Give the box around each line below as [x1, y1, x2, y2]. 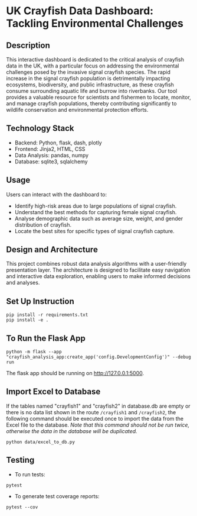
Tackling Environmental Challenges [6, 17, 184, 30]
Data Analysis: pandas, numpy [14, 151, 89, 159]
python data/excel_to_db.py [6, 439, 75, 445]
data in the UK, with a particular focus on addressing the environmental [6, 62, 179, 69]
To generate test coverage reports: [14, 492, 100, 499]
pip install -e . [6, 317, 49, 323]
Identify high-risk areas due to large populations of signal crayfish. [14, 202, 177, 209]
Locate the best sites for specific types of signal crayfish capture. [14, 227, 175, 234]
